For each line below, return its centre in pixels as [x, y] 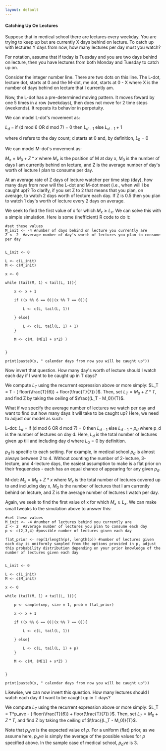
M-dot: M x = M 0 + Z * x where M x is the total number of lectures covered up [83, 480]
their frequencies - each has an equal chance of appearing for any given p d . [83, 469]
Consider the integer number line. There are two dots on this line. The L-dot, [83, 77]
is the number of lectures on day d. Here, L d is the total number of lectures [81, 435]
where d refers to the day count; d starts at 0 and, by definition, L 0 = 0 [77, 139]
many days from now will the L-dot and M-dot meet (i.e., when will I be [77, 185]
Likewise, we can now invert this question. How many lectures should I [77, 692]
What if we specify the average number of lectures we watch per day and [80, 408]
